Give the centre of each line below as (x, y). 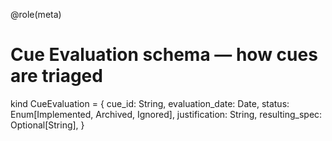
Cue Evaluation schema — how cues (164, 55)
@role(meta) (36, 14)
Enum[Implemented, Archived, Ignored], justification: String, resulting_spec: (166, 114)
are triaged (56, 76)
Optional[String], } (47, 125)
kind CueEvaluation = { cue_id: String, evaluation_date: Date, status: (150, 103)
